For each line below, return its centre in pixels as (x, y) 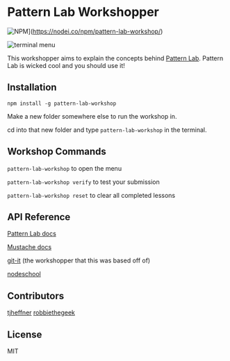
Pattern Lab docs (32, 234)
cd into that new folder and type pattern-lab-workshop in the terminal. (107, 130)
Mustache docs (30, 247)
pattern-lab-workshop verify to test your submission (83, 182)
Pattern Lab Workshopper (83, 12)
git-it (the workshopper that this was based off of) (79, 260)
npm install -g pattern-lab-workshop (62, 103)
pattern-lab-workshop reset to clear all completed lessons (91, 195)
